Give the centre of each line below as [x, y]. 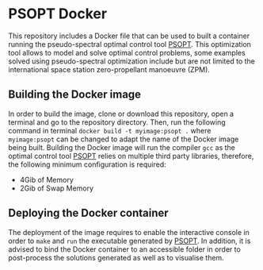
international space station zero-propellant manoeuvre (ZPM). [109, 69]
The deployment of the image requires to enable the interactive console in [129, 232]
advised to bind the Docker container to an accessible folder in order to [125, 249]
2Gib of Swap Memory [56, 188]
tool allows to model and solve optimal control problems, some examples [127, 52]
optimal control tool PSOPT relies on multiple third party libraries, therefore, [131, 156]
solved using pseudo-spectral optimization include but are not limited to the [131, 61]
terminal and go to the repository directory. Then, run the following [117, 122]
